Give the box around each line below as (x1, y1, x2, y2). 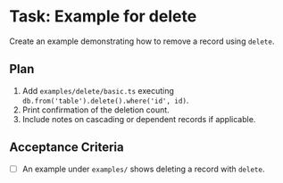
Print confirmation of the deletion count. (21, 104, 170, 115)
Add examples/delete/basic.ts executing (21, 85, 174, 96)
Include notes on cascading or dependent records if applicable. (21, 113, 256, 124)
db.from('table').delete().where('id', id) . (21, 95, 189, 105)
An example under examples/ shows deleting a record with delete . (21, 163, 265, 174)
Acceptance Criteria (9, 140, 124, 155)
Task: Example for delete (9, 6, 197, 27)
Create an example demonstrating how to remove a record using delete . (9, 36, 275, 46)
